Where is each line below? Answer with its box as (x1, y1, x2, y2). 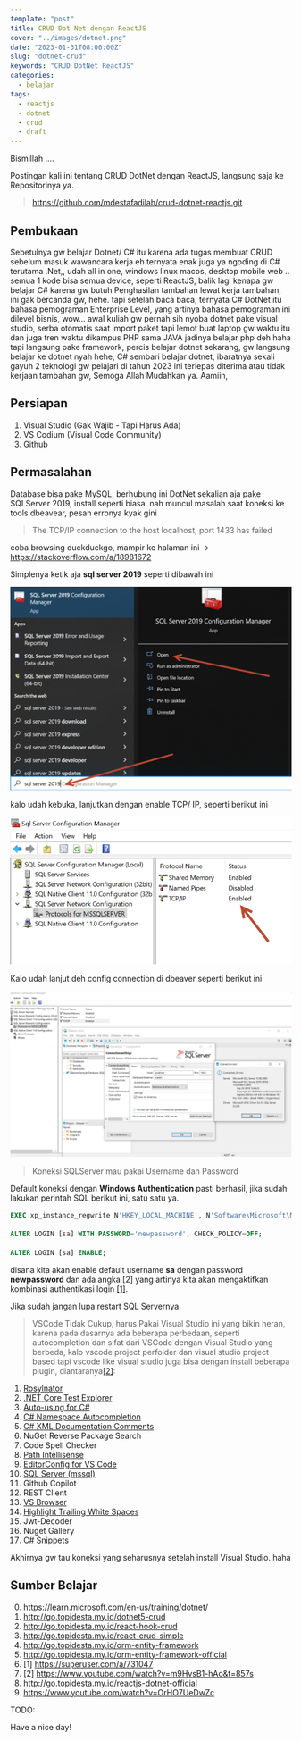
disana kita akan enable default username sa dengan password (10, 1264, 244, 1275)
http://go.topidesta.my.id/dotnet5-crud (22, 1611, 166, 1621)
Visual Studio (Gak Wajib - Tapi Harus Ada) (22, 420, 181, 431)
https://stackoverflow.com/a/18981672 (10, 551, 152, 562)
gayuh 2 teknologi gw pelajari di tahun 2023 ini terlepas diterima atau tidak (10, 360, 285, 371)
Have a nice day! (10, 1721, 72, 1732)
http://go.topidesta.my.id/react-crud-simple (22, 1630, 184, 1641)
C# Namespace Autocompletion (22, 1411, 141, 1422)
